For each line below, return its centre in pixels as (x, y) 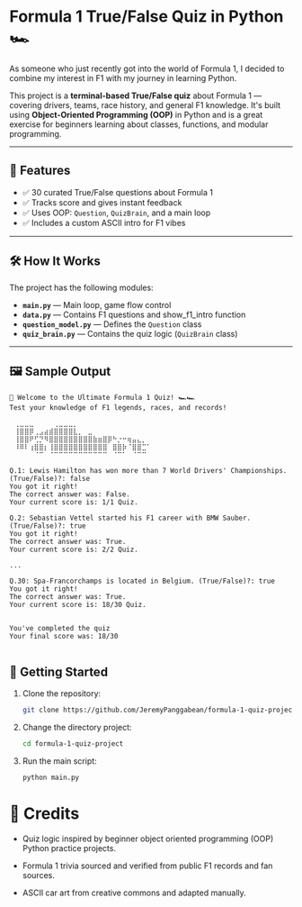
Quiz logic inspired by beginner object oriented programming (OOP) (148, 839)
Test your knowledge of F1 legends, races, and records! (118, 408)
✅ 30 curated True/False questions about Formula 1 (118, 192)
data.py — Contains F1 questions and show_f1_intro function (134, 314)
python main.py (51, 777)
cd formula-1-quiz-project (73, 744)
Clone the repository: (62, 694)
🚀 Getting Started (59, 671)
